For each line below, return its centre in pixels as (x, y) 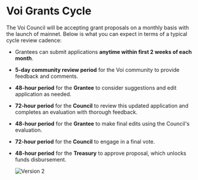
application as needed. (43, 94)
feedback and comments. (46, 76)
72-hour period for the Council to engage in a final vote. (85, 141)
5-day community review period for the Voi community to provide (97, 69)
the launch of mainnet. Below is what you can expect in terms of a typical (97, 33)
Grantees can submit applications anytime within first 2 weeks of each (103, 51)
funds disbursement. (40, 159)
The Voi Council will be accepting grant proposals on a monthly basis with (97, 28)
